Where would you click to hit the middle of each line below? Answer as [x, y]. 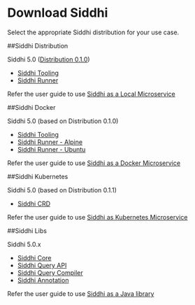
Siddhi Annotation [43, 280]
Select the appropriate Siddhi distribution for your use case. [93, 32]
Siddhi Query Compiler [50, 272]
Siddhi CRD [34, 204]
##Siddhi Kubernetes [38, 176]
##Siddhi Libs [27, 230]
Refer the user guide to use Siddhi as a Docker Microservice [94, 163]
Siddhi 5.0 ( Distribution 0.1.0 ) [49, 59]
